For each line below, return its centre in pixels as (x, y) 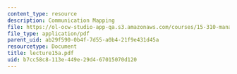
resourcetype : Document (42, 47)
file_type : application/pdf (49, 33)
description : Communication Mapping (61, 20)
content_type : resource (42, 14)
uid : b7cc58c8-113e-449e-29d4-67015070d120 (72, 60)
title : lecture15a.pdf (41, 54)
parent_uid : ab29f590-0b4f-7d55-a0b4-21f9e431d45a (83, 40)
